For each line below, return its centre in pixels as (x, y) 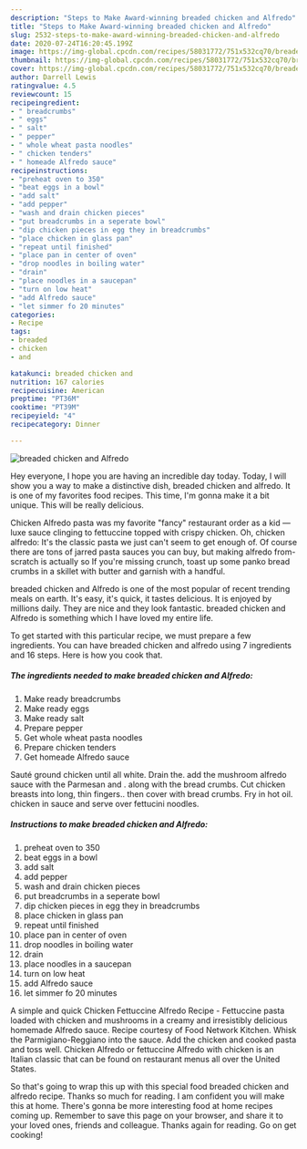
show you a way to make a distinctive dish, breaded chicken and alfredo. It (150, 485)
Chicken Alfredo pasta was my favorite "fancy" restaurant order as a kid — (150, 523)
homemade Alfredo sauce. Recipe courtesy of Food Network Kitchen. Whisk (153, 1030)
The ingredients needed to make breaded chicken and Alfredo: (132, 676)
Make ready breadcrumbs (72, 699)
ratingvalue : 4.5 (43, 86)
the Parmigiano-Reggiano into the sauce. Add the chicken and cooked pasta (153, 1040)
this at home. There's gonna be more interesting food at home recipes (142, 1105)
